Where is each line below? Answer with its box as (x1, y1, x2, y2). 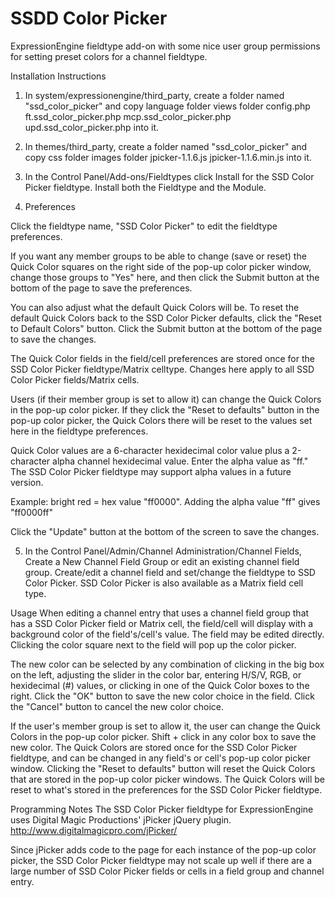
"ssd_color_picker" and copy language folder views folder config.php (24, 100, 311, 112)
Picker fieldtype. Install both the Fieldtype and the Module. (24, 181, 267, 193)
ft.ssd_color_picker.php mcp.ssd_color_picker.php (24, 110, 232, 122)
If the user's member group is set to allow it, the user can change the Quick (10, 720, 321, 732)
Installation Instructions (10, 70, 107, 82)
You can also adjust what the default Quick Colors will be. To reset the (10, 301, 300, 313)
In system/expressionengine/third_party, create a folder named (24, 89, 285, 101)
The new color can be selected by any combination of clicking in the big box (10, 658, 325, 670)
